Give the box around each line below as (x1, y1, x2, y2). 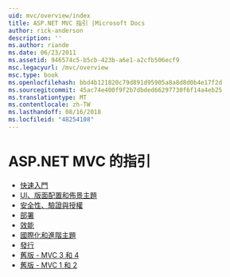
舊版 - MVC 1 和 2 (19, 260, 78, 270)
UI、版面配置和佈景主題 (19, 190, 97, 200)
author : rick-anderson (8, 26, 84, 34)
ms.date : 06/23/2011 (8, 49, 77, 57)
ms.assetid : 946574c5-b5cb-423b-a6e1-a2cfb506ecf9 (8, 57, 180, 65)
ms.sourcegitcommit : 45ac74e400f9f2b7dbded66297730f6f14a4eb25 (8, 85, 223, 94)
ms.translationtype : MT (8, 93, 88, 101)
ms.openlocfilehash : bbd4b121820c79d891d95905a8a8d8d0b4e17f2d (8, 78, 223, 86)
